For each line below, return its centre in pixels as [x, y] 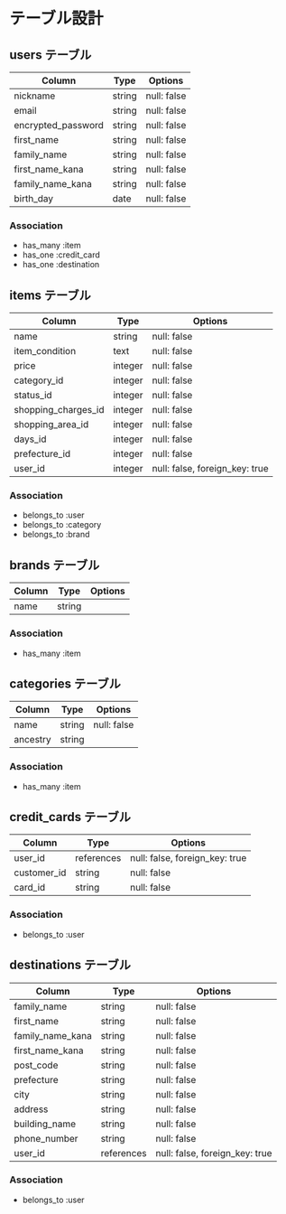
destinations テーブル [70, 965]
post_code [36, 1065]
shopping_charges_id [59, 410]
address [31, 1109]
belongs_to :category [62, 525]
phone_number [46, 1138]
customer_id [40, 873]
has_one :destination [61, 265]
